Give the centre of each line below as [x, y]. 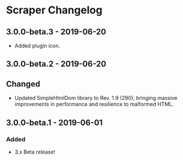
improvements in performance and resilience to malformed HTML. [94, 104]
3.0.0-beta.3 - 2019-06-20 [56, 32]
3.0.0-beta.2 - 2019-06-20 [56, 64]
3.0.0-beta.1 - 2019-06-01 [54, 122]
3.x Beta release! [35, 152]
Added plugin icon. [37, 46]
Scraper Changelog [54, 10]
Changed [23, 84]
